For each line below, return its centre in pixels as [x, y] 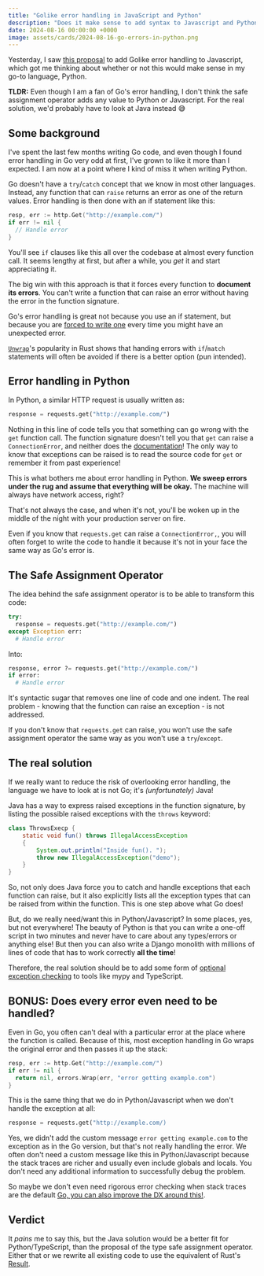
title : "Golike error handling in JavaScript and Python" [105, 15]
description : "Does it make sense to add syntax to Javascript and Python [133, 23]
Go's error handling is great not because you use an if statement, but [120, 316]
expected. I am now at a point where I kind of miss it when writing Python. [128, 169]
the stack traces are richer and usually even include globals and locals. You [130, 1163]
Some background [54, 133]
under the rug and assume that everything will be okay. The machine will [128, 487]
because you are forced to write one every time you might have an [116, 324]
